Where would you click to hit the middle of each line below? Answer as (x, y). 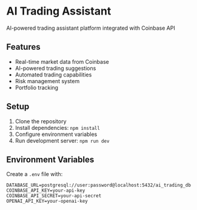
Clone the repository (41, 121)
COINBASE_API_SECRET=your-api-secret (54, 196)
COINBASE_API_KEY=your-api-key (46, 191)
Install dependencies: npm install (57, 127)
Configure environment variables (56, 134)
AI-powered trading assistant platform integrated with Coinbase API (91, 28)
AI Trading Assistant (59, 11)
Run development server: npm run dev (62, 140)
